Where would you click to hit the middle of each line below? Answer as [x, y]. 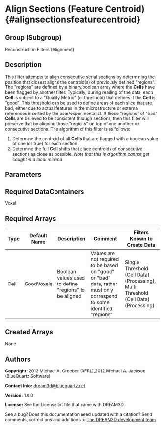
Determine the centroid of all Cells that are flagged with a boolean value [85, 138]
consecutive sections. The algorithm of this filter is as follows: [68, 129]
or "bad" [100, 278]
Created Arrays [29, 332]
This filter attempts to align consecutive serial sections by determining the [80, 77]
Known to [141, 238]
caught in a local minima [37, 159]
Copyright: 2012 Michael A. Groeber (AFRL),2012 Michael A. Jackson [75, 371]
